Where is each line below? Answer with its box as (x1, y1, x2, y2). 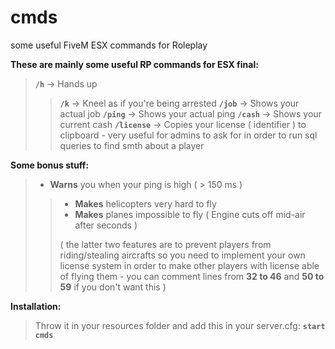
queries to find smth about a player (59, 139, 205, 151)
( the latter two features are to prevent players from (59, 238, 272, 250)
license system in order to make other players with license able (59, 259, 320, 271)
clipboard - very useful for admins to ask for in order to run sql (59, 129, 318, 141)
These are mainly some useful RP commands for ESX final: (10, 58, 259, 70)
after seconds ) (74, 219, 138, 231)
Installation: (10, 300, 62, 312)
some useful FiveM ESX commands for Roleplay (10, 39, 208, 51)
